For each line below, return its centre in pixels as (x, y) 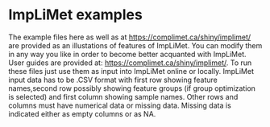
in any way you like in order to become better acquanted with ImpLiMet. (128, 54)
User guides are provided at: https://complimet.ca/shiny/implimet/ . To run (130, 63)
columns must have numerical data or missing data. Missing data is (120, 105)
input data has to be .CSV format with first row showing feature (113, 80)
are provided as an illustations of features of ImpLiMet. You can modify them (135, 45)
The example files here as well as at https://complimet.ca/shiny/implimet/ (130, 37)
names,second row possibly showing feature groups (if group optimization (132, 88)
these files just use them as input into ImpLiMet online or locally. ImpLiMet (131, 71)
